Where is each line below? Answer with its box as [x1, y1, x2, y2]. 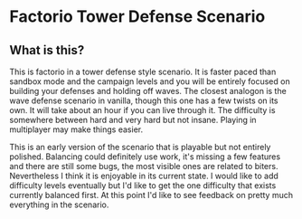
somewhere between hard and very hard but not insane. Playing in [9, 115, 257, 125]
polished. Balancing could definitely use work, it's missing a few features [9, 151, 281, 162]
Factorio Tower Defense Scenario [9, 6, 266, 27]
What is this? [9, 43, 85, 58]
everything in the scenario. [9, 199, 109, 210]
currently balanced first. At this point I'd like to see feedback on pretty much [9, 190, 294, 200]
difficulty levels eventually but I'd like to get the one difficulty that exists [9, 180, 277, 191]
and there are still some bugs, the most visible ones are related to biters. [9, 161, 278, 171]
